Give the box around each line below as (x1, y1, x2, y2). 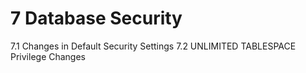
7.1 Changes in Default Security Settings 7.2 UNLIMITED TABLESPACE (10, 40, 297, 52)
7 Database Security (10, 7, 183, 30)
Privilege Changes (10, 50, 87, 62)
